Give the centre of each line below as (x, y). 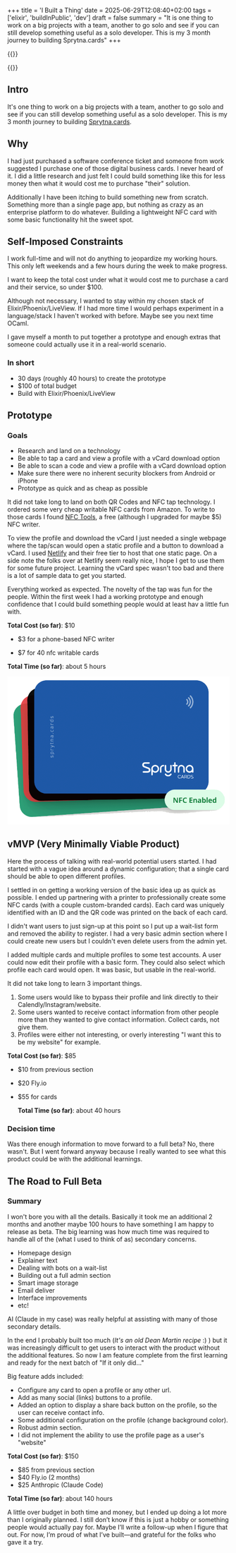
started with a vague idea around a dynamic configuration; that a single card (118, 869)
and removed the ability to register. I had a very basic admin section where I (117, 933)
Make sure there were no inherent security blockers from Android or (117, 473)
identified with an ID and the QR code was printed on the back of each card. (118, 912)
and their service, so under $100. (55, 287)
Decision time (31, 1128)
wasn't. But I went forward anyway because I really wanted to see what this (117, 1152)
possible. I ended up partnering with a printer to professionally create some (117, 897)
